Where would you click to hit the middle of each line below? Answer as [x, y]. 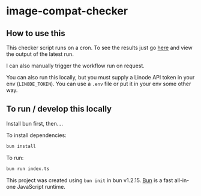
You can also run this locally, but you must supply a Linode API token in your [100, 77]
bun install [21, 146]
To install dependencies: [37, 135]
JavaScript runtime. [41, 186]
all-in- [182, 180]
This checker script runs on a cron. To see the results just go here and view [100, 47]
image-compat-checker [67, 11]
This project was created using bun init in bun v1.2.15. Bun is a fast [90, 180]
